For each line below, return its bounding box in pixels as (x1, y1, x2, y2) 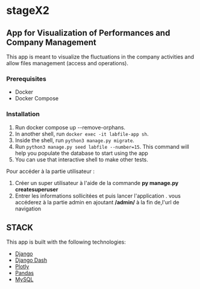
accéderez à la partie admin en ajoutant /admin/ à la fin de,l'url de (14, 198, 180, 206)
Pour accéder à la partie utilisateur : (6, 167, 95, 175)
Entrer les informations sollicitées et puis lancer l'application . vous (14, 192, 181, 200)
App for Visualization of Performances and (6, 28, 170, 38)
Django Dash (14, 256, 47, 264)
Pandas (14, 270, 34, 277)
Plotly (14, 263, 30, 270)
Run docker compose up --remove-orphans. (14, 123, 125, 131)
